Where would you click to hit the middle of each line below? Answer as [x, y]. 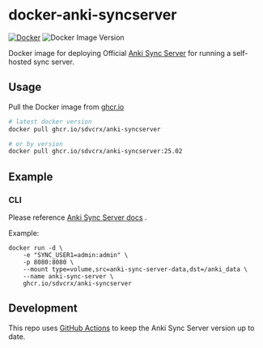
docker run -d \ [36, 248]
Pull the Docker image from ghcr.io [66, 106]
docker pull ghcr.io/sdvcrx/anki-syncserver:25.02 [95, 152]
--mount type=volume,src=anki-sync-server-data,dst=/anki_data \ [136, 269]
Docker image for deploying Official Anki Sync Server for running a [120, 53]
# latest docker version [50, 122]
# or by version [36, 144]
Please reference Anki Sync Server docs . [78, 217]
